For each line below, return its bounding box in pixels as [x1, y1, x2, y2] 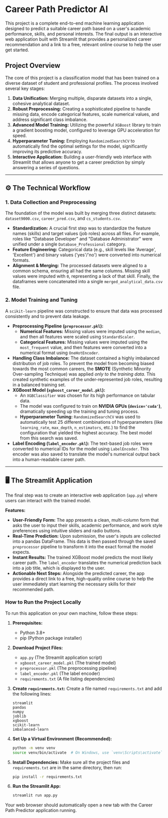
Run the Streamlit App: [12, 783, 61, 789]
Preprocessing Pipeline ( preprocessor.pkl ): [12, 323, 104, 329]
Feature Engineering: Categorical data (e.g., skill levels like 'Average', [12, 247, 156, 253]
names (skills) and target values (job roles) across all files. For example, [12, 230, 160, 237]
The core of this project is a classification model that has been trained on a [5, 74, 159, 81]
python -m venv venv [12, 745, 55, 750]
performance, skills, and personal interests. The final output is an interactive [5, 31, 162, 37]
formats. [12, 257, 30, 263]
